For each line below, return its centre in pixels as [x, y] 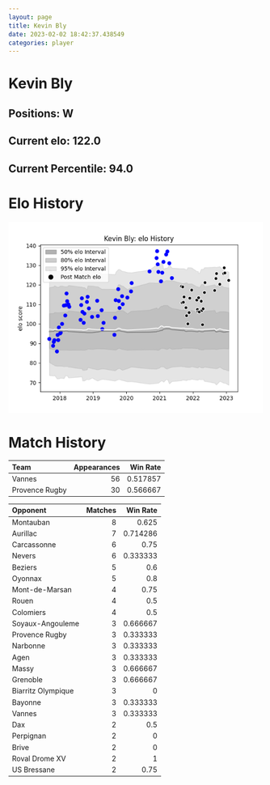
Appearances [97, 467]
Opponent [29, 511]
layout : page [30, 17]
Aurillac [25, 533]
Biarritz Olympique [43, 691]
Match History [57, 442]
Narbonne [29, 646]
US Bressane [33, 770]
